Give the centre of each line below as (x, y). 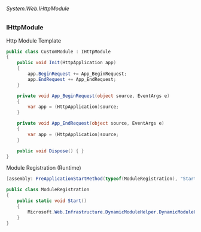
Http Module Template (34, 40)
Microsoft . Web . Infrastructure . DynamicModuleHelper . (94, 212)
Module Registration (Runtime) (44, 168)
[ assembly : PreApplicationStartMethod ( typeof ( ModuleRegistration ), (92, 179)
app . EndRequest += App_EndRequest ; (72, 79)
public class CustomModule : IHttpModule (59, 52)
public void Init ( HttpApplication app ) (67, 63)
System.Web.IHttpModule (38, 8)
